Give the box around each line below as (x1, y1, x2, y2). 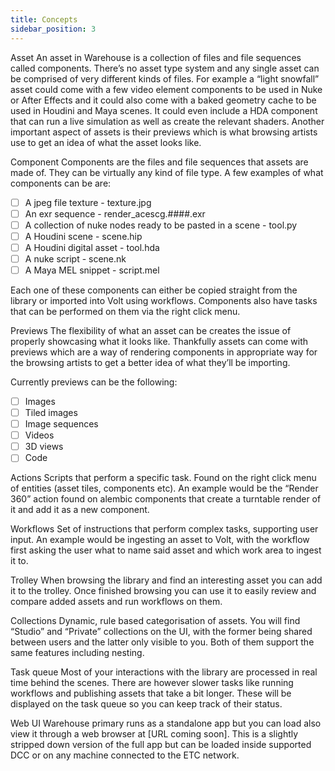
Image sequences (24, 418, 99, 430)
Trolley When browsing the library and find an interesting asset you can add (10, 574, 323, 586)
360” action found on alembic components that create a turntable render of (10, 493, 322, 505)
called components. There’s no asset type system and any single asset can (10, 62, 320, 74)
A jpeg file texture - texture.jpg (24, 196, 152, 208)
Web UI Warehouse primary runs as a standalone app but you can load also (10, 717, 322, 730)
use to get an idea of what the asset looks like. (10, 136, 202, 148)
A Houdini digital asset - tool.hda (24, 241, 160, 253)
